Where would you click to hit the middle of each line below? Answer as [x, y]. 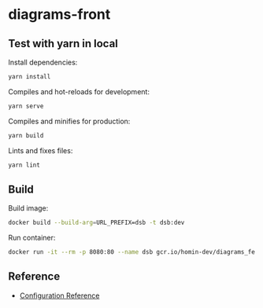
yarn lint [24, 165]
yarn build [26, 135]
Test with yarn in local [63, 44]
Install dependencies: [43, 62]
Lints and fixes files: [41, 150]
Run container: [32, 238]
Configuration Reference [59, 295]
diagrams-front [59, 15]
